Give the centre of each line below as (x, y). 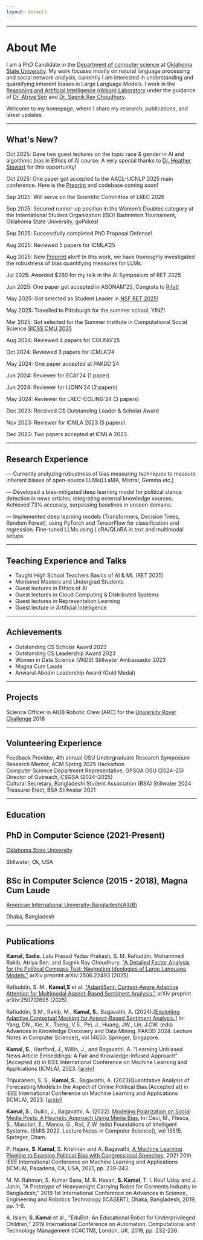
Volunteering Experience (54, 743)
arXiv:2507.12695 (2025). (37, 1000)
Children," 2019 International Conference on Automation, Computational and (101, 1224)
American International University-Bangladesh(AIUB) (72, 905)
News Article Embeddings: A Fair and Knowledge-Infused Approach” (92, 1056)
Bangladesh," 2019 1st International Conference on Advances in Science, (97, 1193)
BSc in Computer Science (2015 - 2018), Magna (97, 881)
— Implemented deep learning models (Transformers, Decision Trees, (93, 517)
